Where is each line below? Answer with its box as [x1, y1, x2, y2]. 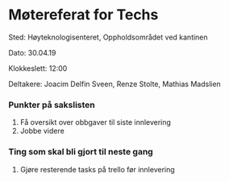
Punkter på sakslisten [8, 99, 95, 110]
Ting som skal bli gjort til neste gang [8, 147, 153, 158]
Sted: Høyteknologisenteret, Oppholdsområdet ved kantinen [8, 32, 208, 42]
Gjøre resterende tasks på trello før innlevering [19, 164, 175, 174]
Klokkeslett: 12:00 [8, 63, 68, 73]
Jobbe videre [19, 126, 65, 136]
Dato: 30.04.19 [8, 48, 56, 57]
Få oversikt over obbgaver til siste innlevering [19, 118, 172, 127]
